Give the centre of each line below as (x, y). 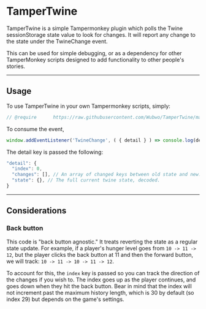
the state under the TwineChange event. (57, 41)
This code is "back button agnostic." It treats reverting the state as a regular (102, 242)
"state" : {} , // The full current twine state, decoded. (86, 180)
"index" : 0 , (27, 169)
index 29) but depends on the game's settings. (65, 299)
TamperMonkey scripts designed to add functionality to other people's (95, 59)
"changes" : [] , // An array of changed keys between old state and (100, 175)
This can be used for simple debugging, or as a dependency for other (94, 53)
